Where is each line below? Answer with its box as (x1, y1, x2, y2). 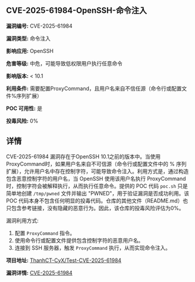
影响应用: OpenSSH (6, 47, 54, 54)
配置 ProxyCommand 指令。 (14, 229, 75, 237)
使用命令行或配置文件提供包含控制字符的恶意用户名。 (14, 237, 144, 244)
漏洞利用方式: (6, 217, 39, 224)
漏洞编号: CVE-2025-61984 (6, 22, 73, 29)
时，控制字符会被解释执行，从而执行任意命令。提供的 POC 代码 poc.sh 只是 (6, 182, 188, 190)
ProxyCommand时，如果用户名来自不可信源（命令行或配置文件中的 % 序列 (6, 160, 187, 167)
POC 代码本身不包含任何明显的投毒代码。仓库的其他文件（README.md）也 (6, 197, 188, 204)
